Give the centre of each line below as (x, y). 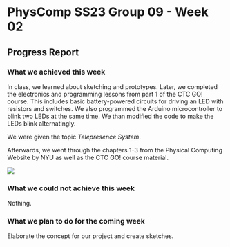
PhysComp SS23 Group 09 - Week (108, 12)
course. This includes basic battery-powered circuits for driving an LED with (115, 101)
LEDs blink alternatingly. (41, 123)
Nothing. (20, 204)
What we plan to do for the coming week (76, 221)
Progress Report (43, 52)
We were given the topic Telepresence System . (74, 137)
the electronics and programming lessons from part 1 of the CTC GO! (105, 94)
